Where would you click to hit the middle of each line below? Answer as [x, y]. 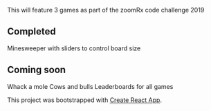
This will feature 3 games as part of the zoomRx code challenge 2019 [106, 10]
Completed [32, 31]
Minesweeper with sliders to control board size [74, 48]
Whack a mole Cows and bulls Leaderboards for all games [90, 86]
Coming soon [37, 70]
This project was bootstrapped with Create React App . [85, 100]
